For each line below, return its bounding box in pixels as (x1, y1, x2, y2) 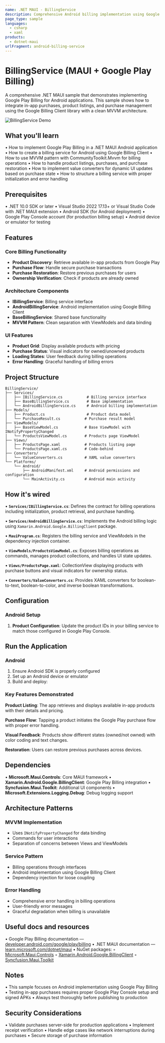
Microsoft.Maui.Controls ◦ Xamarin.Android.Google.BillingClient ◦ (5, 951, 137, 957)
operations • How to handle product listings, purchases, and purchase (5, 160, 148, 166)
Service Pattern (5, 853, 43, 860)
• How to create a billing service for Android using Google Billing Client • (5, 150, 153, 156)
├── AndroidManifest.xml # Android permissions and (23, 468, 140, 473)
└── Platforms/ (5, 460, 36, 465)
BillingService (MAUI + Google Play (5, 65, 152, 76)
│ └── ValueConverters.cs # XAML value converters (5, 455, 135, 460)
